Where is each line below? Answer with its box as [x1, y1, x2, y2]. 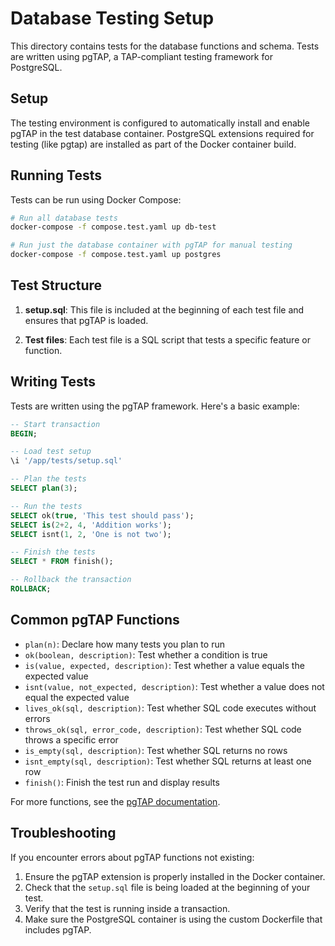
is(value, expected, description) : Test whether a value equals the [24, 659, 305, 671]
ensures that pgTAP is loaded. [24, 314, 149, 326]
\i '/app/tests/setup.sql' [10, 456, 123, 466]
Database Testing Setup [10, 7, 215, 30]
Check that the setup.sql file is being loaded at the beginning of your [24, 881, 311, 893]
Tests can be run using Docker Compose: [10, 193, 182, 206]
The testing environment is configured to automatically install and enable [10, 117, 310, 129]
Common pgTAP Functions [10, 612, 180, 629]
